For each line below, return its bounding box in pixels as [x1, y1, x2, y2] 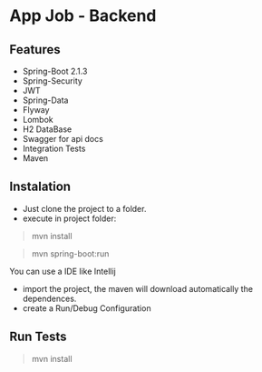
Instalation [9, 179, 71, 195]
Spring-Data [22, 95, 69, 106]
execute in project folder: [22, 213, 117, 224]
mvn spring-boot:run [31, 247, 110, 259]
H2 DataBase [22, 124, 73, 135]
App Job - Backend [9, 5, 157, 26]
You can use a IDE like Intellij [9, 266, 116, 276]
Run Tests [9, 329, 67, 345]
